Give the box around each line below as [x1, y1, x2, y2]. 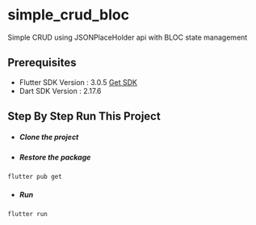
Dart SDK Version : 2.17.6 [19, 86, 102, 96]
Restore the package [19, 152, 91, 163]
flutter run [7, 210, 48, 219]
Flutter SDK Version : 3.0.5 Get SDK [19, 77, 138, 87]
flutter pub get [7, 172, 62, 181]
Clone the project [19, 132, 79, 142]
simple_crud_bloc [7, 6, 130, 24]
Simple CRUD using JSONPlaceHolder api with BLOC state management [7, 32, 248, 42]
